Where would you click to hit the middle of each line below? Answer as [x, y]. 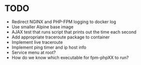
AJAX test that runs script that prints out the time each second [74, 32]
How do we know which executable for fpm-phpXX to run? [70, 57]
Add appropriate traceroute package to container [61, 37]
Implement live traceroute [37, 42]
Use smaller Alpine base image [42, 26]
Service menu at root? [34, 52]
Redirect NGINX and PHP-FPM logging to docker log [64, 22]
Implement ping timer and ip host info [49, 47]
